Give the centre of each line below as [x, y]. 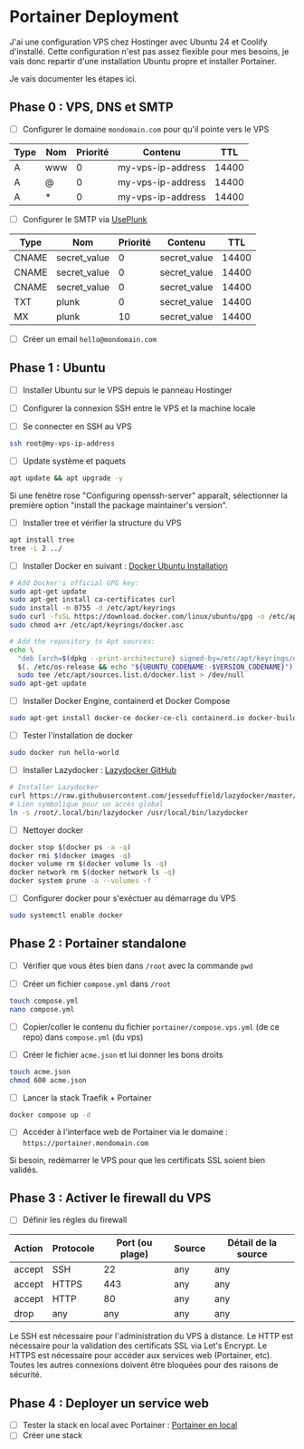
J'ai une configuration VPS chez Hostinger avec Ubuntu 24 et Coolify [139, 42]
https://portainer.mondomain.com [85, 1143]
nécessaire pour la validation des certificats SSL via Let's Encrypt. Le [138, 1346]
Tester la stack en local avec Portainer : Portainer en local [130, 1425]
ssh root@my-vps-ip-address [62, 443]
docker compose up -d [50, 1115]
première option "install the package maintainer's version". [119, 504]
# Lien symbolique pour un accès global [87, 804]
